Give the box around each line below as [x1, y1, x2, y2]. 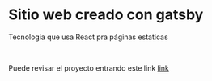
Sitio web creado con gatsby [8, 6, 204, 24]
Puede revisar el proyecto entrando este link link [8, 63, 170, 73]
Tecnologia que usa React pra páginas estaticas [8, 32, 168, 42]
